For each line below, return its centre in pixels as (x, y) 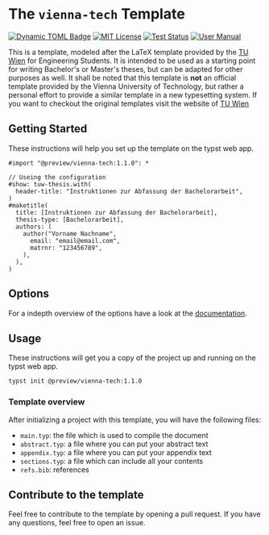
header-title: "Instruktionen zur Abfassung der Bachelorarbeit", (129, 191)
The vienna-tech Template (97, 14)
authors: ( (34, 227)
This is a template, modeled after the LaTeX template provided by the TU (128, 52)
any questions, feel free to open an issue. (77, 523)
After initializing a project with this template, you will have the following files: (135, 420)
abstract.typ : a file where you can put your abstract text (114, 444)
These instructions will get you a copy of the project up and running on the (132, 358)
